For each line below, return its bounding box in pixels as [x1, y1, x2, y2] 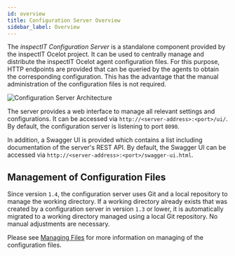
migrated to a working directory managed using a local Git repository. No [7, 212, 218, 221]
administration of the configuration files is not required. [7, 80, 167, 89]
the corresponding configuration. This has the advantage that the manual [7, 72, 219, 81]
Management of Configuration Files [7, 171, 166, 183]
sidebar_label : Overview [7, 23, 80, 30]
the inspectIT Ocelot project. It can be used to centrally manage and [7, 50, 205, 58]
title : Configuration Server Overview [7, 17, 121, 24]
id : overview [7, 10, 46, 18]
